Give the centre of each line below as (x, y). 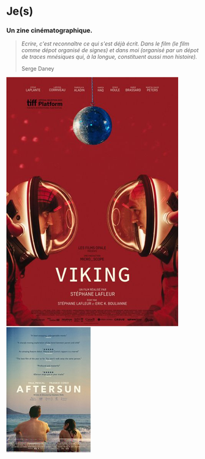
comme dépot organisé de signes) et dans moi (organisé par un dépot (110, 50)
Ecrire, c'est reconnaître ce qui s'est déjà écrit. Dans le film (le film (105, 44)
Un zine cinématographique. (50, 31)
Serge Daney (38, 69)
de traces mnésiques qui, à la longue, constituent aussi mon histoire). (109, 57)
